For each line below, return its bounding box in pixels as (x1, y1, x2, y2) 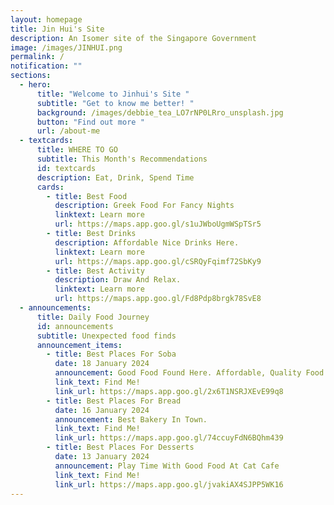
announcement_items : (36, 340, 123, 350)
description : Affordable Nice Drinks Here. (54, 237, 240, 248)
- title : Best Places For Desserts (46, 442, 195, 453)
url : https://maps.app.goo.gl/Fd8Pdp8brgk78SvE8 (54, 294, 262, 304)
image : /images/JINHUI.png (10, 42, 123, 53)
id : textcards (36, 163, 97, 173)
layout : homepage (10, 14, 83, 25)
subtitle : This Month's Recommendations (36, 154, 208, 164)
